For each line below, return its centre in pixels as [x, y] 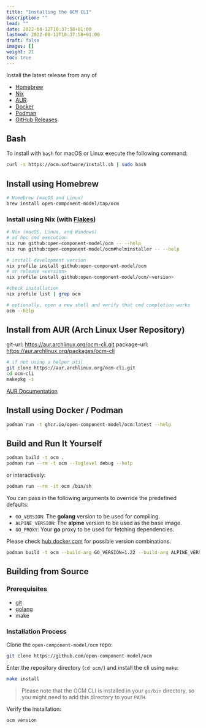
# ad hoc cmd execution [37, 238]
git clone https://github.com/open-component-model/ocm [79, 656]
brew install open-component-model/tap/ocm [63, 203]
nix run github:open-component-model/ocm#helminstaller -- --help [93, 249]
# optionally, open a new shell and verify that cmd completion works [98, 305]
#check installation [33, 289]
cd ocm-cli [20, 374]
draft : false [23, 40]
